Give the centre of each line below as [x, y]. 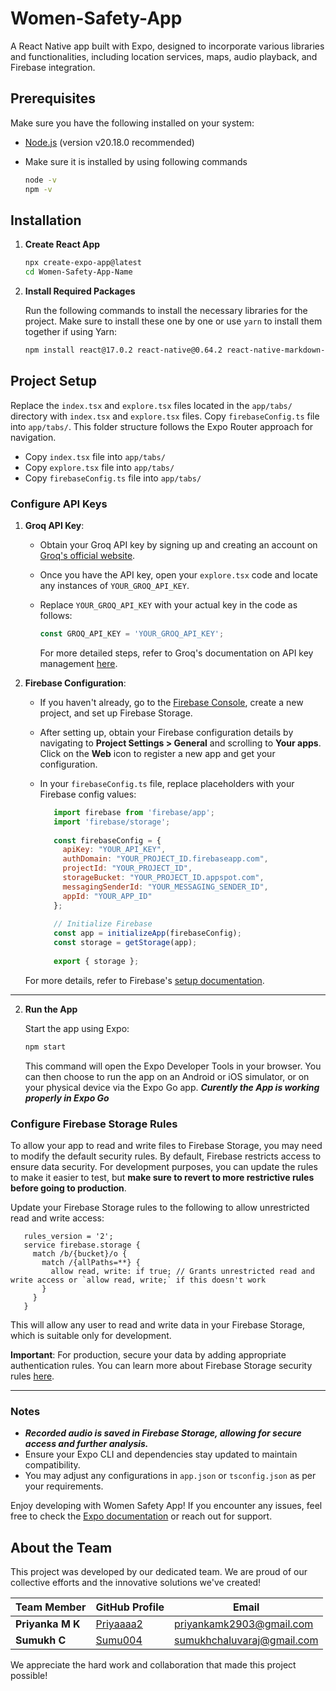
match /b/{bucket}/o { [80, 1253]
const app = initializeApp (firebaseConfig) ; [147, 933]
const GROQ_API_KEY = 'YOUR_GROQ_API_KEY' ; [132, 634]
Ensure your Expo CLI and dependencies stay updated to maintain [161, 1454]
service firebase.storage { [82, 1245]
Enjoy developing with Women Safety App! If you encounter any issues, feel [166, 1506]
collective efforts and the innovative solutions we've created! [136, 1583]
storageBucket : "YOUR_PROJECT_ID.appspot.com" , [163, 878]
